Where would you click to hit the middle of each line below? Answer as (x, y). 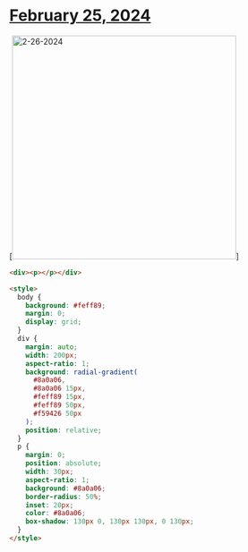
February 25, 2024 (80, 16)
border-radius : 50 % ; (64, 497)
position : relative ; (64, 430)
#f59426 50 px (57, 413)
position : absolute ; (64, 463)
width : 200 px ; (51, 355)
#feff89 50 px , (60, 405)
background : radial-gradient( (82, 372)
